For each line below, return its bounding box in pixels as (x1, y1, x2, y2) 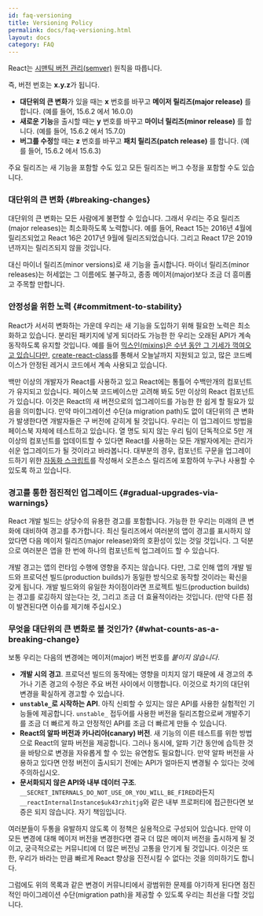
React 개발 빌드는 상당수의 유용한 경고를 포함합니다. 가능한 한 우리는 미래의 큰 (8, 517, 247, 526)
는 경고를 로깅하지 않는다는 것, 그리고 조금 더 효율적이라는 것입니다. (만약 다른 (8, 592, 245, 602)
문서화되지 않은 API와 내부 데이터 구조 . (19, 777, 137, 788)
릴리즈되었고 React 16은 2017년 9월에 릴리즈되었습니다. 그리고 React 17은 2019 (8, 233, 253, 243)
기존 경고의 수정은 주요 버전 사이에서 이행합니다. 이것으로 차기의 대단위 (34, 679, 250, 689)
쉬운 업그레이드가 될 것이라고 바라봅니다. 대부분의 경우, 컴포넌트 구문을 (8, 446, 224, 455)
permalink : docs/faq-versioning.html (8, 26, 132, 34)
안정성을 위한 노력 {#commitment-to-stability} (8, 301, 183, 312)
